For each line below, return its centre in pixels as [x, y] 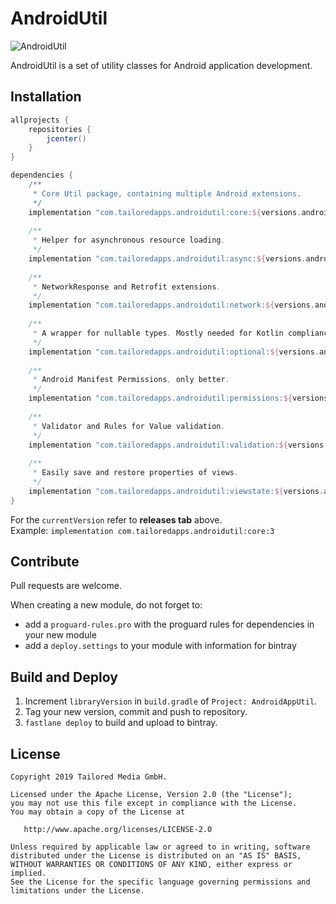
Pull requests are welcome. [66, 586]
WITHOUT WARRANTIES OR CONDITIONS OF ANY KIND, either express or [151, 865]
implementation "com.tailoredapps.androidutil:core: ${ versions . [165, 212]
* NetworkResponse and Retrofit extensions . [127, 287]
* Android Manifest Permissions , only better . [131, 380]
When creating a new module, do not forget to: [106, 605]
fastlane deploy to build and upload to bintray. [121, 723]
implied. [28, 873]
